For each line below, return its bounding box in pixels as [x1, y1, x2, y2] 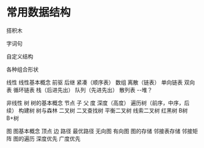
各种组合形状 [6, 65, 38, 73]
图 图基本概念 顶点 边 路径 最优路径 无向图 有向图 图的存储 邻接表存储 [6, 127, 181, 135]
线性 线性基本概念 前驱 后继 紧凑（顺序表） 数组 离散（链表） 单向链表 [6, 79, 183, 86]
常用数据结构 [6, 5, 71, 19]
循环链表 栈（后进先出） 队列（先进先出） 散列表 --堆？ [13, 86, 153, 93]
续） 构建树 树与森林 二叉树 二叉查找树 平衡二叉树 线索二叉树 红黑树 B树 [6, 107, 188, 114]
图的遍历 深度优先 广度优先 [13, 135, 81, 142]
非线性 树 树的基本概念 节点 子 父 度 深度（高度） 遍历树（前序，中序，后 [6, 99, 190, 107]
